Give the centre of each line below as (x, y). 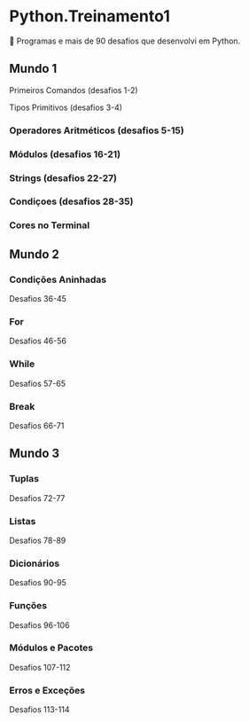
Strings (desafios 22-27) (63, 177)
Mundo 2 (35, 254)
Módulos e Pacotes (51, 647)
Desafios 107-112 (40, 667)
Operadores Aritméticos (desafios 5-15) (97, 130)
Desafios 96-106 (39, 625)
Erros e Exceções (47, 690)
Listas (23, 521)
